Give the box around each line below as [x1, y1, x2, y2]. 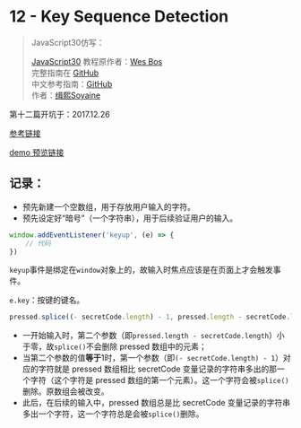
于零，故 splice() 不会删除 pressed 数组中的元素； [21, 341, 208, 352]
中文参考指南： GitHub [30, 78, 113, 89]
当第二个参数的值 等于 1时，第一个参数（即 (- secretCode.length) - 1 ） [21, 353, 284, 363]
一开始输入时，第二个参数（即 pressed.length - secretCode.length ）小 [21, 330, 285, 341]
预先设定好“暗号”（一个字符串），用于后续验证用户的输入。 [21, 213, 238, 223]
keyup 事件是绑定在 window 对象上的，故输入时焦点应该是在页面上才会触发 [9, 265, 273, 275]
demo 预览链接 [9, 146, 64, 158]
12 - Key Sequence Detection [9, 6, 229, 27]
